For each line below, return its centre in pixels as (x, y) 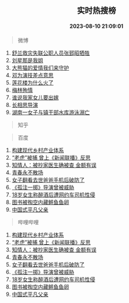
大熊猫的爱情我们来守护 (40, 68)
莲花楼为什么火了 (33, 83)
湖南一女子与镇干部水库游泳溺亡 (51, 112)
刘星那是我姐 (27, 60)
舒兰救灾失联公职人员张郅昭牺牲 (51, 53)
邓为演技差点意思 (33, 75)
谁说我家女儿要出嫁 (35, 97)
